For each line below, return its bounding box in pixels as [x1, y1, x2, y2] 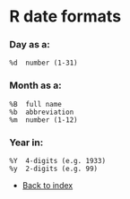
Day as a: [9, 39, 51, 51]
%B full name [9, 99, 63, 108]
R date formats [9, 6, 122, 27]
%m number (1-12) [9, 115, 78, 125]
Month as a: [9, 79, 63, 91]
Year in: [9, 136, 44, 149]
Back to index [22, 180, 74, 191]
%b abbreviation [9, 108, 74, 117]
